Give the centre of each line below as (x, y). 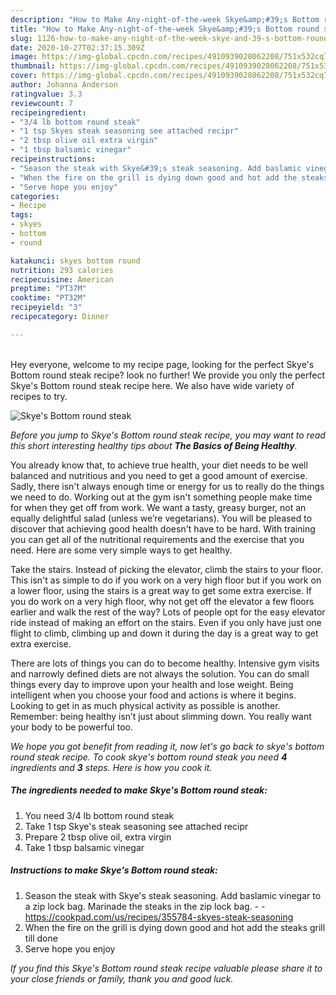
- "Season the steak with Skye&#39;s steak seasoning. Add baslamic (156, 168)
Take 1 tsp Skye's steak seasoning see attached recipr (136, 826)
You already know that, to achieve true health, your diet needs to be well (159, 465)
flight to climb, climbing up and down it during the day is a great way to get (164, 633)
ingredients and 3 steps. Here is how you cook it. (111, 767)
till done (41, 938)
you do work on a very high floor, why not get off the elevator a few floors (162, 601)
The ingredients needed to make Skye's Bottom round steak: (139, 790)
